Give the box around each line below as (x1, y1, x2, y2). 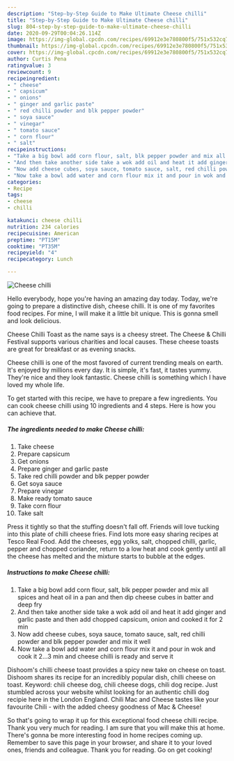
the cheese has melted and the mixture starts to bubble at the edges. (7, 551, 205, 560)
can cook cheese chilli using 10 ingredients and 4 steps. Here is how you (7, 402, 216, 409)
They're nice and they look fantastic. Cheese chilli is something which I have (7, 373, 226, 382)
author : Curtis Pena (7, 56, 68, 63)
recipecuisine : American (7, 230, 79, 237)
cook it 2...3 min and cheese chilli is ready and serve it (17, 652, 174, 660)
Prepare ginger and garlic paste (17, 464, 109, 473)
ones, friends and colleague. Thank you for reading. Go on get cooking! (7, 746, 212, 754)
